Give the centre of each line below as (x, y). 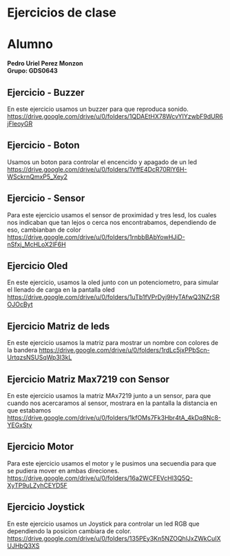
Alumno (30, 44)
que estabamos (29, 410)
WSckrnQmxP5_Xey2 (37, 177)
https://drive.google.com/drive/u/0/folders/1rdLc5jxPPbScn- (124, 350)
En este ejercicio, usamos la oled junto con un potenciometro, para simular (113, 282)
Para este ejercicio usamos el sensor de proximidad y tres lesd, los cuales (112, 215)
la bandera (22, 350)
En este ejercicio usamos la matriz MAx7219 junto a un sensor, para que (109, 396)
